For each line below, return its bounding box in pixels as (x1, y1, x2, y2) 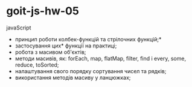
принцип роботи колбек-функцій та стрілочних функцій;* (14, 35, 162, 43)
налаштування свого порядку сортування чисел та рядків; (14, 67, 167, 74)
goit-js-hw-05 (6, 4, 80, 18)
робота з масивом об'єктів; (14, 48, 86, 55)
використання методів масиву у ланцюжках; (14, 74, 131, 81)
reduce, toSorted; (14, 61, 59, 68)
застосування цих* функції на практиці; (14, 42, 117, 49)
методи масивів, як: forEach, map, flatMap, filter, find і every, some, (14, 55, 186, 62)
